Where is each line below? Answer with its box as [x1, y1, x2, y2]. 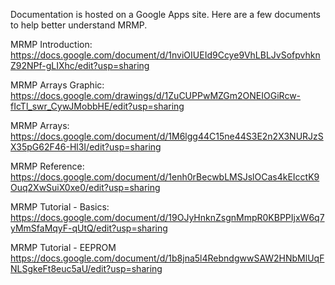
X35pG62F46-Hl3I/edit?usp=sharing [10, 141, 162, 153]
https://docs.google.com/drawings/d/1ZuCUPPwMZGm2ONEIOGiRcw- [10, 90, 302, 101]
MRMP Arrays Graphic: [10, 79, 105, 91]
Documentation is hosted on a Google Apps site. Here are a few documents [10, 9, 322, 20]
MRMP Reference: [10, 160, 85, 172]
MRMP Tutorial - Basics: [10, 201, 110, 213]
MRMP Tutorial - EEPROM [10, 242, 117, 253]
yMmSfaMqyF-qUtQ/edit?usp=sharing [10, 222, 168, 234]
